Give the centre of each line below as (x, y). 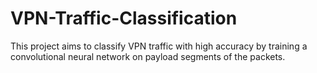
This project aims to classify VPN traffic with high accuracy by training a (159, 46)
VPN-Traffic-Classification (124, 18)
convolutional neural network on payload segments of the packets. (148, 56)
